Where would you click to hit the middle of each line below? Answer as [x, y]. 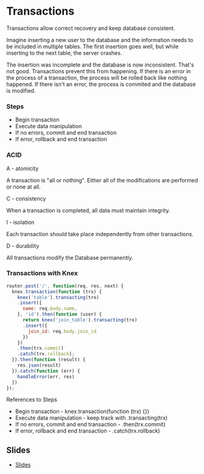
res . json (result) [39, 365]
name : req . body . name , [50, 309]
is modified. [21, 90]
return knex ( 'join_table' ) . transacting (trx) [80, 320]
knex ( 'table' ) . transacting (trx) [58, 297]
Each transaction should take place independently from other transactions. [100, 234]
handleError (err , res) [46, 376]
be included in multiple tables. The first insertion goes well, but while [93, 46]
